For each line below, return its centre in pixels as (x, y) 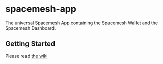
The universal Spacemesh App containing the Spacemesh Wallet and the (82, 23)
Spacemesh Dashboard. (31, 28)
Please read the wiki (26, 56)
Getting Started (30, 44)
